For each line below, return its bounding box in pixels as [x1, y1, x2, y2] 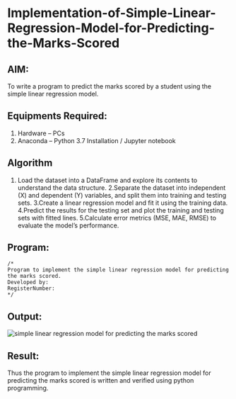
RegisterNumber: [7, 285, 55, 292]
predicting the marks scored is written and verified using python [7, 376, 194, 385]
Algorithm [7, 157, 53, 169]
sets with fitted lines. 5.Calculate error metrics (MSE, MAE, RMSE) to [17, 213, 217, 222]
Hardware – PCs [17, 129, 65, 137]
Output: [7, 310, 42, 322]
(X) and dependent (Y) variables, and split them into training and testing [17, 191, 227, 199]
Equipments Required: [7, 110, 107, 122]
